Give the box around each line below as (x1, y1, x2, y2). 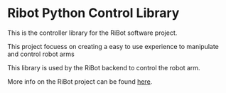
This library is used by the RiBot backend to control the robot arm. (7, 63, 200, 72)
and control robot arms (7, 50, 75, 58)
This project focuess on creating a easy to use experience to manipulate (7, 42, 219, 50)
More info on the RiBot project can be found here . (7, 77, 153, 86)
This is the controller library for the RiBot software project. (7, 28, 178, 37)
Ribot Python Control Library (7, 5, 180, 21)
